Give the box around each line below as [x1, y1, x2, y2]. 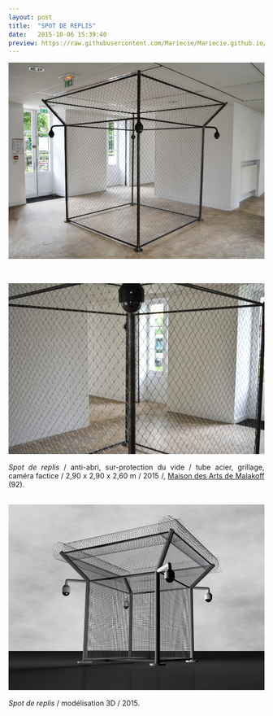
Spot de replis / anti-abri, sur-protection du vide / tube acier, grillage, [8, 462, 265, 472]
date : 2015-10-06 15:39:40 [8, 30, 107, 38]
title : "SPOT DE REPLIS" [8, 21, 96, 30]
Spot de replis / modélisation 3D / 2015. [8, 698, 141, 708]
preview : [8, 39, 38, 47]
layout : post [8, 13, 53, 21]
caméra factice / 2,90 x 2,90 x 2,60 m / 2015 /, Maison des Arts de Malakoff [8, 471, 266, 481]
